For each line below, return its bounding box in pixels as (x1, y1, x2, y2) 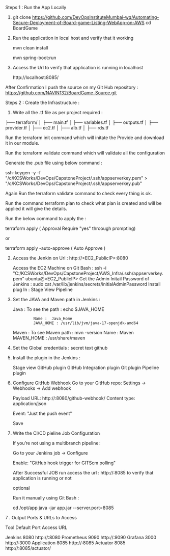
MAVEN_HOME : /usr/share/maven (12, 335, 86, 341)
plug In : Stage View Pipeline (12, 286, 73, 293)
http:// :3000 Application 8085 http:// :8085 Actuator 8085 (5, 540, 126, 546)
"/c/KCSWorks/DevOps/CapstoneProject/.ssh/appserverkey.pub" (5, 180, 143, 187)
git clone (12, 14, 32, 20)
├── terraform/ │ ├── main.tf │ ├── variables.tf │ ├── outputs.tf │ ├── (5, 119, 159, 125)
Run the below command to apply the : (5, 216, 87, 221)
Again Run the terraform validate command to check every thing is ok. (5, 191, 152, 196)
